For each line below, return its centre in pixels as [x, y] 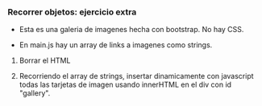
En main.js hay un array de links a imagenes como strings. [116, 45]
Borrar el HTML [45, 61]
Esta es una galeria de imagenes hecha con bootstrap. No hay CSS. [131, 30]
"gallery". [35, 93]
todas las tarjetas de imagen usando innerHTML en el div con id [125, 85]
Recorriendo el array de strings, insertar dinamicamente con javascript [137, 76]
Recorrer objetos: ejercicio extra [72, 12]
